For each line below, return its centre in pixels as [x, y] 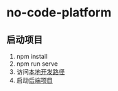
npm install [32, 56]
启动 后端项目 [34, 80]
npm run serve [37, 64]
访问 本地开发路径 [40, 72]
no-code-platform [59, 13]
